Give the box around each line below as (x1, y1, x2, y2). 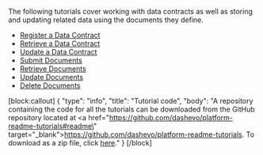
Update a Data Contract (19, 47, 97, 56)
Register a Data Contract (19, 31, 101, 40)
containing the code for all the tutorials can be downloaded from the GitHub (8, 104, 255, 114)
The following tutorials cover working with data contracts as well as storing (8, 7, 253, 16)
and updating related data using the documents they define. (8, 15, 204, 25)
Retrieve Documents (19, 64, 87, 74)
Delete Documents (19, 81, 81, 90)
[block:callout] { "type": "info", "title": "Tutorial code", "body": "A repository (8, 96, 253, 105)
